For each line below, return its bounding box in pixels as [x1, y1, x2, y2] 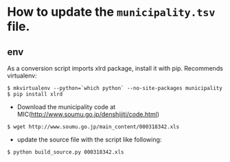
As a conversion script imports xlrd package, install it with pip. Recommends [7, 65, 223, 72]
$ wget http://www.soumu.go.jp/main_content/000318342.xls [7, 124, 180, 130]
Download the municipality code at [16, 103, 116, 111]
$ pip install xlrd [7, 91, 63, 97]
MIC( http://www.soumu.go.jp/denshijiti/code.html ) [16, 111, 160, 118]
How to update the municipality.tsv [7, 4, 216, 20]
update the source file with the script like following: [16, 135, 162, 143]
